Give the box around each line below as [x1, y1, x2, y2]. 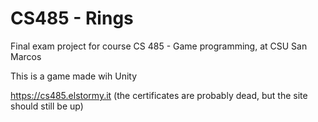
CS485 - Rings [10, 7, 134, 30]
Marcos [10, 50, 42, 62]
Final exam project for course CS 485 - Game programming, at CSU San [10, 40, 308, 52]
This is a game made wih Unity [10, 70, 138, 82]
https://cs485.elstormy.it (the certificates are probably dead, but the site [10, 89, 308, 101]
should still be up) [10, 100, 84, 112]
